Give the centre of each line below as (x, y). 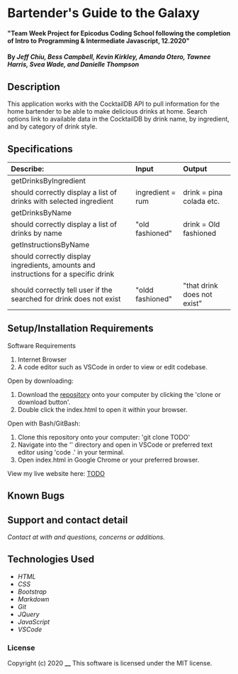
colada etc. (202, 201)
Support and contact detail (68, 520)
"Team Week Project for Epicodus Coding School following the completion (119, 33)
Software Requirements (42, 345)
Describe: (28, 169)
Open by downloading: (40, 381)
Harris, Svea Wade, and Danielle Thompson (73, 65)
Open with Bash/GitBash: (44, 423)
